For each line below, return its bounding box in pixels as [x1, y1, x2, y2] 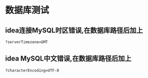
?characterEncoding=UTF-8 [5, 68, 59, 73]
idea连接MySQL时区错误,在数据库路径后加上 [5, 26, 143, 34]
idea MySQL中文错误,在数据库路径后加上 [5, 54, 131, 63]
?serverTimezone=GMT [5, 39, 48, 44]
